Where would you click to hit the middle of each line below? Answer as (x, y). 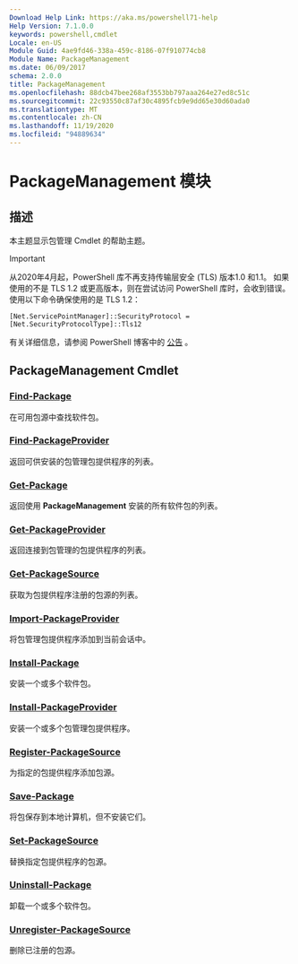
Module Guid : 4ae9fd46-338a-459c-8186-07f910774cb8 (107, 51)
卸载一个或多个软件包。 (52, 906)
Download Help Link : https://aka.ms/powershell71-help (114, 17)
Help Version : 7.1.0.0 (51, 26)
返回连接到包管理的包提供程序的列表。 (80, 550)
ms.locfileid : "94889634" (57, 135)
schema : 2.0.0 (36, 76)
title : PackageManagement (57, 84)
